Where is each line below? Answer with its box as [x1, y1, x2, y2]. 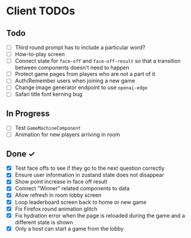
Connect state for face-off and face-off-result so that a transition [14, 57, 181, 65]
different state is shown [14, 218, 74, 225]
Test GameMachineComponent [14, 124, 81, 132]
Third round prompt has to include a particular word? [14, 44, 145, 51]
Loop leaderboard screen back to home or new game [14, 199, 147, 206]
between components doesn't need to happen [14, 64, 130, 71]
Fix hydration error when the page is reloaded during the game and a [14, 212, 186, 219]
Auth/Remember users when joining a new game [14, 77, 135, 84]
